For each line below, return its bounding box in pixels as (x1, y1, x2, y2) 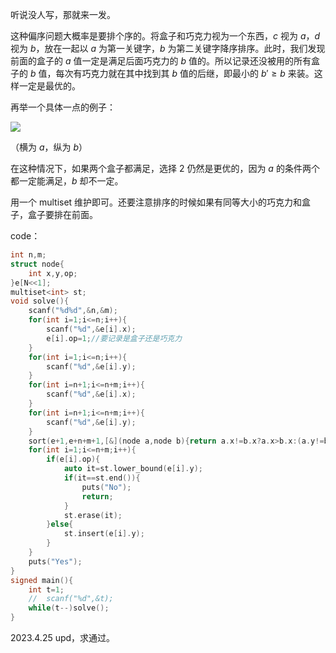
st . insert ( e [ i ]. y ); (63, 529, 145, 539)
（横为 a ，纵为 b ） (10, 141, 88, 153)
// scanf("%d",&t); (28, 594, 114, 604)
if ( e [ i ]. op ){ (46, 454, 101, 465)
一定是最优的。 (18, 80, 81, 92)
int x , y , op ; (28, 268, 78, 278)
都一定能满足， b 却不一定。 (10, 175, 124, 187)
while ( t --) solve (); (28, 603, 110, 613)
